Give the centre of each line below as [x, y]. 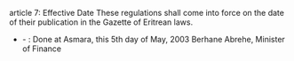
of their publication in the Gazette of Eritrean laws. [101, 22]
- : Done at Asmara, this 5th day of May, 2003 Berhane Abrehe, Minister [154, 39]
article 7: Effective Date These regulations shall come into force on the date [147, 13]
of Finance [42, 49]
